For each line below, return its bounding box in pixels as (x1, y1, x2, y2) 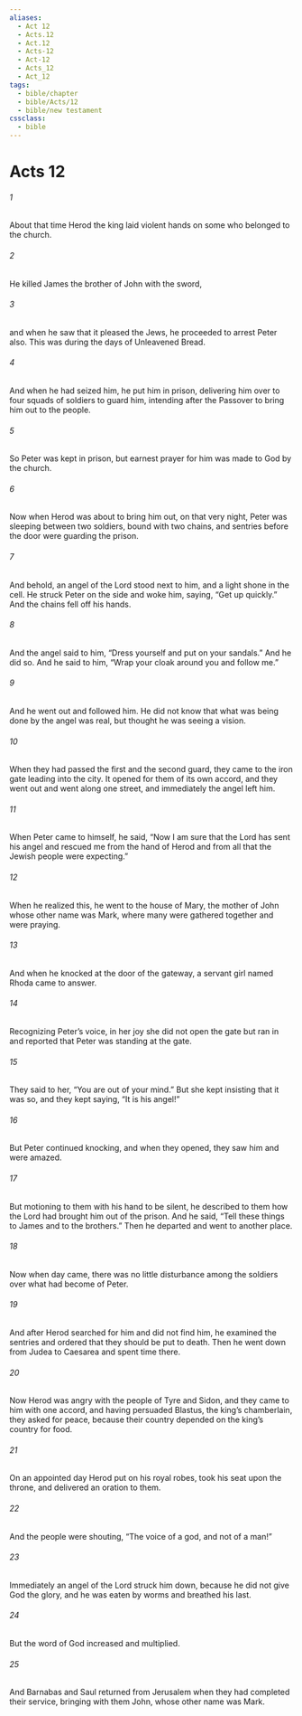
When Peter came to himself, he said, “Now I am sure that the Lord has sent (9, 832, 290, 843)
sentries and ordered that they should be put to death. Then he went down (9, 1337, 287, 1348)
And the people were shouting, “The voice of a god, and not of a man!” (9, 1531, 272, 1542)
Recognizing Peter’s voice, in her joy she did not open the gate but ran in (9, 1026, 279, 1037)
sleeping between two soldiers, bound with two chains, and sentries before (9, 521, 288, 532)
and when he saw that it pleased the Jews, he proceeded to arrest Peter (9, 326, 278, 337)
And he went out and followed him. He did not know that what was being (9, 706, 279, 717)
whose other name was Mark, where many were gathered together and (9, 910, 274, 920)
